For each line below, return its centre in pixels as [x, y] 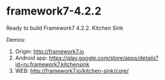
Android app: [31, 58]
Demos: [16, 39]
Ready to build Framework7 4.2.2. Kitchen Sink [65, 28]
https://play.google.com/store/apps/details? [104, 58]
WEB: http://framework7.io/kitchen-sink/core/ [72, 70]
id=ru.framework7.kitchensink [52, 64]
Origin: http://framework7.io [49, 51]
